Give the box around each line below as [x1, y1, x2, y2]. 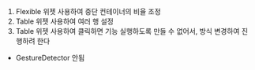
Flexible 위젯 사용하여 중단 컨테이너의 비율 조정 [15, 7, 162, 16]
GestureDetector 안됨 [15, 53, 85, 62]
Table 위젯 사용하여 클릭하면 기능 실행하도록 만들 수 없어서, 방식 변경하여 [15, 27, 240, 35]
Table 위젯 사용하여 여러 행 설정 [15, 17, 114, 26]
